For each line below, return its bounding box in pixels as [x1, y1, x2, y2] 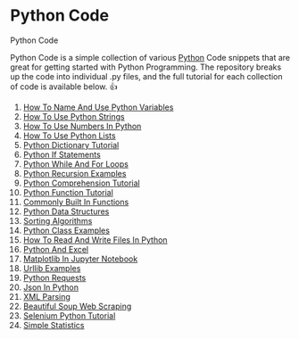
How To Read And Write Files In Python [22, 234, 168, 245]
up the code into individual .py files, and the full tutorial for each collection [10, 70, 283, 81]
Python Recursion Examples [22, 168, 127, 178]
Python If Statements [22, 149, 101, 160]
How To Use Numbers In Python [22, 120, 142, 131]
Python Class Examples [22, 225, 111, 236]
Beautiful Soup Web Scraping [22, 301, 132, 311]
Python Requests [22, 272, 87, 283]
